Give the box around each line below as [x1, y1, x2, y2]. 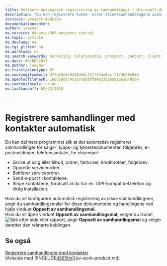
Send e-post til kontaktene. [12, 175, 68, 181]
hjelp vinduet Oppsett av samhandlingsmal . [5, 206, 96, 212]
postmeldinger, [5, 150, 36, 156]
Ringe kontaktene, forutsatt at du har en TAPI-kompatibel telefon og [12, 181, 151, 187]
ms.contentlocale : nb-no [5, 81, 57, 86]
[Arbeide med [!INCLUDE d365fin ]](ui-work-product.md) [5, 255, 120, 261]
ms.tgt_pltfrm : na [5, 44, 43, 49]
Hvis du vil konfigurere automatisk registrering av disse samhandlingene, [5, 196, 155, 202]
